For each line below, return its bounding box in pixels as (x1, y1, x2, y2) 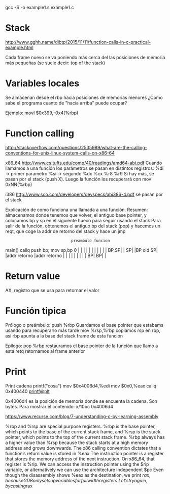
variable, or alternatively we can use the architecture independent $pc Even (5, 466, 164, 473)
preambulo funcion (71, 238, 110, 243)
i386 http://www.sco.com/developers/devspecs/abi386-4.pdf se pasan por (5, 191, 163, 197)
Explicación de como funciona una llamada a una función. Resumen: (5, 206, 148, 213)
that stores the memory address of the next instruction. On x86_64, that (5, 456, 155, 462)
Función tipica (5, 305, 66, 317)
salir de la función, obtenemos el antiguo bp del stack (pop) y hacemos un (5, 223, 161, 229)
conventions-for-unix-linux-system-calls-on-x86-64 (5, 150, 115, 156)
